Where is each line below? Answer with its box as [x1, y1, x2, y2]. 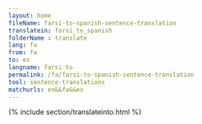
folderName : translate [8, 33, 88, 42]
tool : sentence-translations [8, 78, 105, 86]
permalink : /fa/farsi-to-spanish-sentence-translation [8, 71, 195, 79]
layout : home [8, 11, 52, 20]
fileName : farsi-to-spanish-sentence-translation [8, 19, 177, 27]
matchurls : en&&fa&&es [8, 85, 84, 94]
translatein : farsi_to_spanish [8, 26, 113, 34]
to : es [8, 56, 30, 64]
